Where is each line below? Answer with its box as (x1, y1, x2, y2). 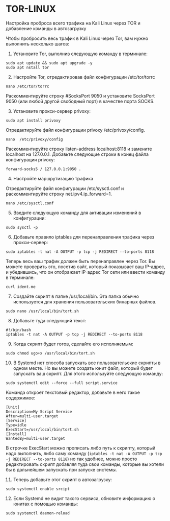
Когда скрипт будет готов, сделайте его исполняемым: (13, 341, 134, 347)
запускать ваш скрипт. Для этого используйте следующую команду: (13, 370, 163, 376)
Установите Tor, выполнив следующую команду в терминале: (13, 51, 148, 57)
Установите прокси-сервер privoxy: (13, 108, 91, 114)
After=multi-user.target (6, 413, 59, 419)
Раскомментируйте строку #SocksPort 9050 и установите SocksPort (6, 92, 155, 99)
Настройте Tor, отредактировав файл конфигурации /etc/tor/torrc (13, 74, 155, 80)
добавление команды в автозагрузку (6, 25, 87, 31)
